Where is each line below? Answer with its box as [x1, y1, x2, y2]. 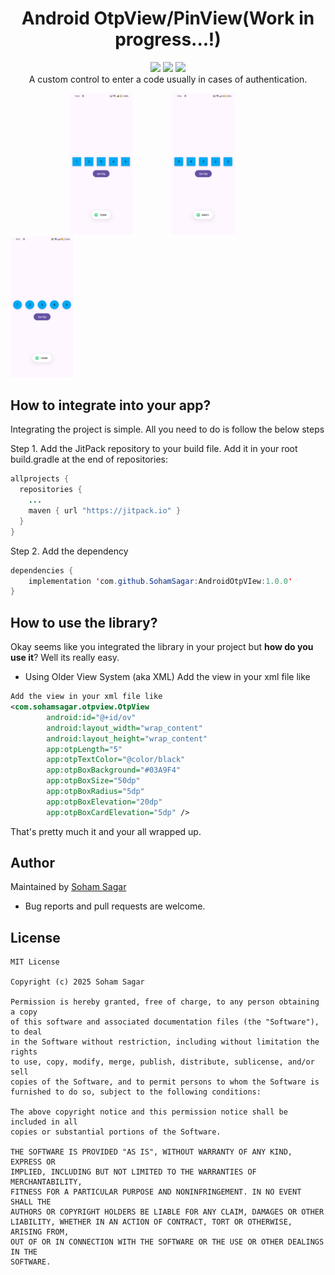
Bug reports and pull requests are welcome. [24, 900, 206, 912]
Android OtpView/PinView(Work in [21, 7, 315, 30]
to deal [10, 1027, 43, 1037]
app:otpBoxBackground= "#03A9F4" [46, 765, 182, 776]
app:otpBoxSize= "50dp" [46, 776, 141, 786]
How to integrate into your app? [10, 397, 212, 414]
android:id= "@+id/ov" [46, 712, 137, 722]
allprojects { [10, 474, 70, 484]
